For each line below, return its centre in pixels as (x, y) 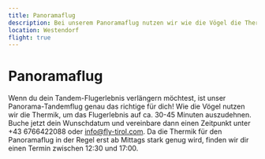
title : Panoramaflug (42, 15)
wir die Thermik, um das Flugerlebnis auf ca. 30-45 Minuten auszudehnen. (130, 115)
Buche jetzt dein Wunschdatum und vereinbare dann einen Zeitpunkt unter (129, 124)
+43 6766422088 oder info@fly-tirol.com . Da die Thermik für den (115, 131)
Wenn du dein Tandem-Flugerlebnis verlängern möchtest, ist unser (117, 98)
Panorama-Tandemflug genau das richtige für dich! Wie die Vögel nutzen (127, 106)
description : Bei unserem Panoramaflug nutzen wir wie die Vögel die (125, 23)
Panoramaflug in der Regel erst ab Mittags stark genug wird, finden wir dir (129, 140)
